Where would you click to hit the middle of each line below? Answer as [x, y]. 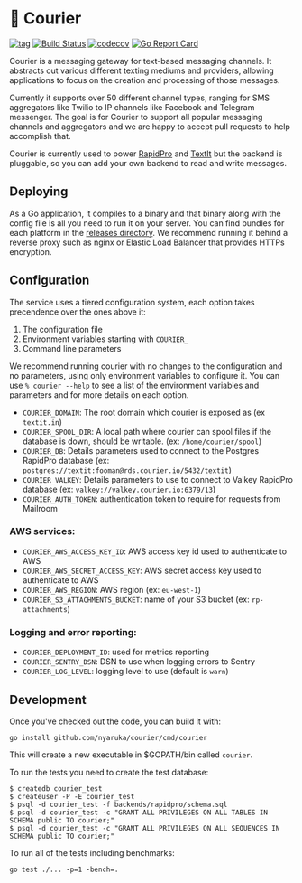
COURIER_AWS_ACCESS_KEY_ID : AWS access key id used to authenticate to [154, 551]
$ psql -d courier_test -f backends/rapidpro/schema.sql [119, 804]
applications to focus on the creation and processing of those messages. [145, 80]
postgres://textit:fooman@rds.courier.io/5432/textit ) [127, 470]
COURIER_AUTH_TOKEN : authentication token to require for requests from [151, 498]
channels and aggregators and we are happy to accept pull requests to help [150, 127]
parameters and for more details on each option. [99, 395]
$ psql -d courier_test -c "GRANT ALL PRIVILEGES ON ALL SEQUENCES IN [145, 828]
